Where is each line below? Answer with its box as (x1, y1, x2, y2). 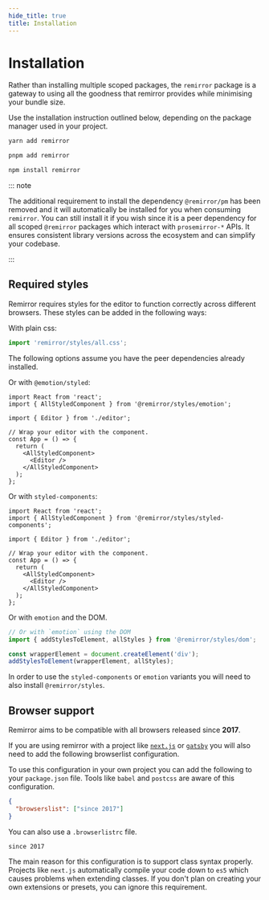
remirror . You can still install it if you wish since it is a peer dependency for (8, 214, 257, 223)
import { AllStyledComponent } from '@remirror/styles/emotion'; (8, 399, 231, 408)
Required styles (8, 278, 89, 292)
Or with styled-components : (8, 491, 98, 501)
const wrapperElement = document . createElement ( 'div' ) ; (8, 650, 199, 658)
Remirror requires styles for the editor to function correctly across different (8, 299, 256, 309)
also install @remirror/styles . (8, 681, 105, 690)
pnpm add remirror (8, 152, 70, 160)
